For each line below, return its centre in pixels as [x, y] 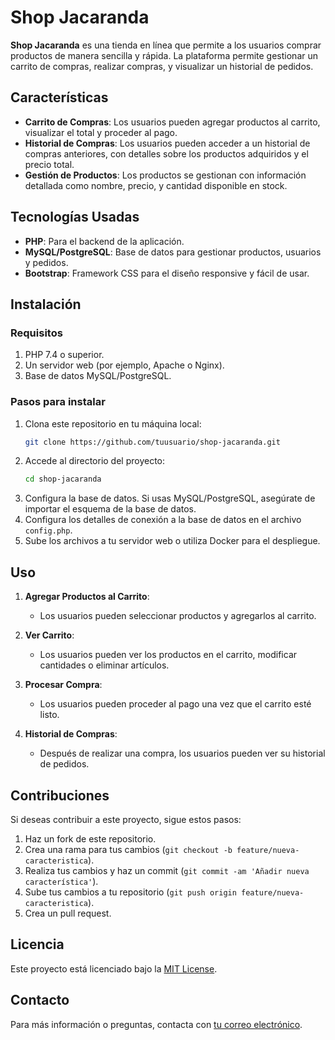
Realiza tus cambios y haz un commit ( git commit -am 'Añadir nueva [167, 870]
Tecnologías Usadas [75, 217]
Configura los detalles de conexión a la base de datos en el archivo [163, 520]
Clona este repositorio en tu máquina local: [113, 423]
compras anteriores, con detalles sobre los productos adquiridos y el [166, 153]
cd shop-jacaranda [63, 479]
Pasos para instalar [58, 402]
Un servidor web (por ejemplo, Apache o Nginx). [124, 365]
